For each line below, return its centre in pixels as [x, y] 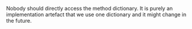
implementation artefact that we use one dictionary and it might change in [96, 14]
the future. [19, 21]
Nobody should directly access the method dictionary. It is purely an [89, 8]
